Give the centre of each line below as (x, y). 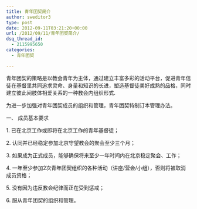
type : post (19, 22)
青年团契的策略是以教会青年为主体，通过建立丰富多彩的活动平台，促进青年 (96, 78)
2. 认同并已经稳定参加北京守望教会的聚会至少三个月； (71, 142)
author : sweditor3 (28, 17)
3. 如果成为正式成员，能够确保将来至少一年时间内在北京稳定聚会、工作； (94, 155)
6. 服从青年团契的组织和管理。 (43, 200)
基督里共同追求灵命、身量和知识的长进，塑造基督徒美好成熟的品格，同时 (103, 85)
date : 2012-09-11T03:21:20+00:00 (47, 28)
